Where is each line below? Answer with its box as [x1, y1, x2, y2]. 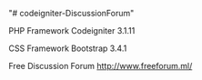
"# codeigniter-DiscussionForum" [8, 8, 135, 18]
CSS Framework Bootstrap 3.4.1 [8, 43, 127, 54]
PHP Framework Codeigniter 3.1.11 [8, 25, 136, 35]
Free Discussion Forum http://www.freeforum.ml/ [8, 61, 193, 71]
